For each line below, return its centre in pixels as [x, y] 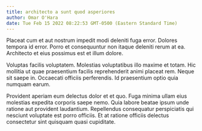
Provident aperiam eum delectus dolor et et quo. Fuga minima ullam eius [97, 96]
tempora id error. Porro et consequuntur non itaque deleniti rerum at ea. [96, 47]
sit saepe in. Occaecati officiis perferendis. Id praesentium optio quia [93, 78]
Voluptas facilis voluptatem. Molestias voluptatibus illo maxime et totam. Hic [101, 65]
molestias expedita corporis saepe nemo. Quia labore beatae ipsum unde [98, 102]
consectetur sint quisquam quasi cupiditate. [61, 122]
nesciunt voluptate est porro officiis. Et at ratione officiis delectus [88, 115]
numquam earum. [28, 84]
